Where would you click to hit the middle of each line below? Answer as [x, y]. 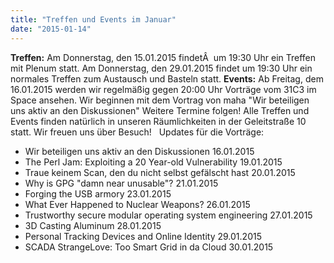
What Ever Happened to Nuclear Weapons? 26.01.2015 [137, 204]
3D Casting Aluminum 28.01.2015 [93, 225]
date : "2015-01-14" [51, 29]
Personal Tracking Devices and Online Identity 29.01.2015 [143, 236]
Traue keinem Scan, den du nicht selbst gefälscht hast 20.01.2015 [160, 172]
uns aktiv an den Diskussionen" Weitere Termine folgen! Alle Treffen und [160, 110]
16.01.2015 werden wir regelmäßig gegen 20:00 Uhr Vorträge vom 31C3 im [163, 89]
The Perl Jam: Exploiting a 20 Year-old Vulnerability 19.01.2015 [153, 162]
